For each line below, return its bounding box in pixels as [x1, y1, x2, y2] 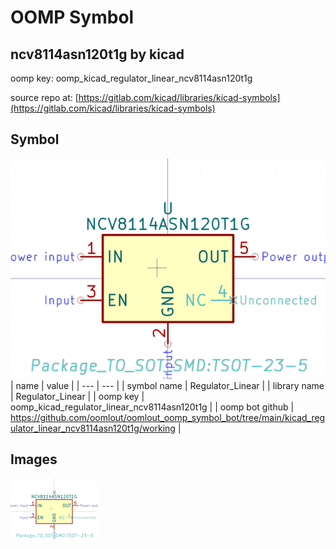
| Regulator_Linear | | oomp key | [10, 390, 145, 402]
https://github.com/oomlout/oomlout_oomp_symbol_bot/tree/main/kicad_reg [10, 411, 326, 423]
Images [10, 451, 58, 468]
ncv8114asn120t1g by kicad [10, 46, 185, 63]
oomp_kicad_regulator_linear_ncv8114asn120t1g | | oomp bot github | [10, 401, 295, 413]
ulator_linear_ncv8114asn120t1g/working [10, 422, 176, 434]
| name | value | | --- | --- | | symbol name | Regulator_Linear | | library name [10, 379, 325, 391]
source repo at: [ [10, 92, 79, 103]
